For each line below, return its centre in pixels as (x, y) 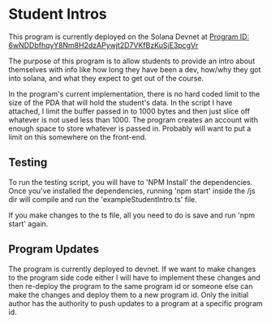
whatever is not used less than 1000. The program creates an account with (133, 119)
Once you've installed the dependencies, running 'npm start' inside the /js (132, 191)
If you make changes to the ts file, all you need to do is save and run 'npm (132, 215)
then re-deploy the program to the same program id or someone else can (131, 286)
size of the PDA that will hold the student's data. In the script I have (120, 102)
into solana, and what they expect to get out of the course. (106, 78)
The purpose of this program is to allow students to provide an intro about (132, 61)
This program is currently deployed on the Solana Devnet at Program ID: (129, 37)
